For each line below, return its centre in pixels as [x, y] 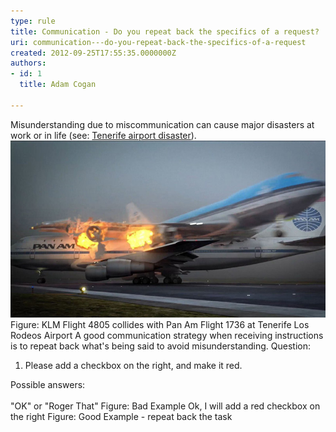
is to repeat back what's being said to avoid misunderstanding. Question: [160, 346]
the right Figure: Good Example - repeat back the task [121, 417]
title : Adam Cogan [58, 85]
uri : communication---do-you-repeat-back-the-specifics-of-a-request [158, 42]
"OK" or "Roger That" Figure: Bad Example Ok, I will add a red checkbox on [165, 406]
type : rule [33, 21]
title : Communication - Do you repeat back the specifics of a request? [165, 31]
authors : [28, 63]
